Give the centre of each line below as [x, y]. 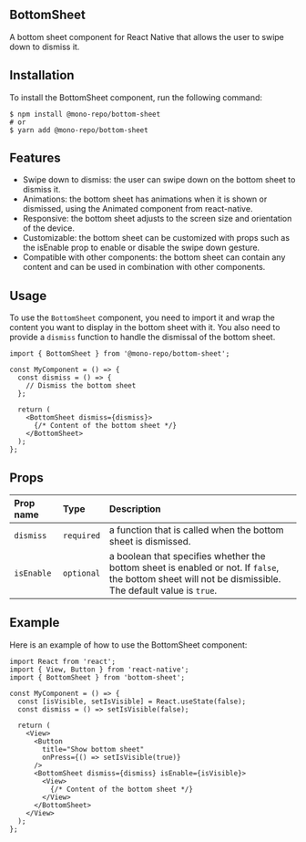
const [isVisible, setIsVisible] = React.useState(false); [132, 702]
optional [82, 573]
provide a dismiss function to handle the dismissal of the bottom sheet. [143, 338]
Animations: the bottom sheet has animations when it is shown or [145, 199]
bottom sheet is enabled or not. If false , [194, 567]
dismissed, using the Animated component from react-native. [138, 209]
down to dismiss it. [45, 47]
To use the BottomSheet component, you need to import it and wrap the [142, 317]
